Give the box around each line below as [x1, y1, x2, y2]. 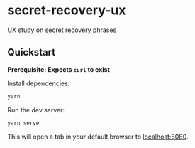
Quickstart [7, 46, 56, 58]
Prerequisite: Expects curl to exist [7, 65, 110, 73]
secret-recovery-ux [7, 2, 126, 18]
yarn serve [7, 120, 40, 127]
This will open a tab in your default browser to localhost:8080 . [7, 132, 189, 141]
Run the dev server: [7, 105, 65, 114]
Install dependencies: [7, 79, 70, 88]
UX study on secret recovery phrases [7, 26, 117, 34]
